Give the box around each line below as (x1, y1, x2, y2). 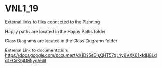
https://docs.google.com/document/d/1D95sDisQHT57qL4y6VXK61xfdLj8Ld (5, 52, 157, 58)
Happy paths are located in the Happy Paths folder (5, 28, 106, 34)
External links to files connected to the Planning (5, 19, 100, 25)
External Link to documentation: (5, 47, 69, 53)
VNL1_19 (5, 3, 39, 14)
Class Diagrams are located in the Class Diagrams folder (5, 37, 118, 44)
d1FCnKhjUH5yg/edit (5, 57, 47, 63)
